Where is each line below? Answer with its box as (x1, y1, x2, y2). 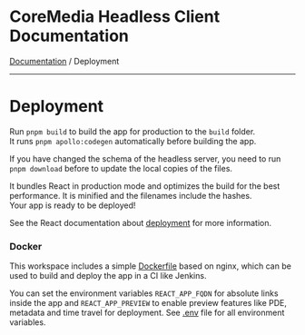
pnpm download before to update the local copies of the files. (9, 163, 233, 173)
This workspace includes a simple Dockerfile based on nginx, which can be (9, 261, 292, 271)
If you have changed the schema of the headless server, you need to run (9, 153, 281, 164)
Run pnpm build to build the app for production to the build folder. (9, 125, 256, 137)
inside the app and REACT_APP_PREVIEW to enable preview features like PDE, (9, 298, 288, 309)
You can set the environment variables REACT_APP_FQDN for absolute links (9, 288, 279, 299)
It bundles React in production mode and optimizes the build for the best (9, 180, 280, 192)
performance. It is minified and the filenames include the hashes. (9, 190, 252, 201)
